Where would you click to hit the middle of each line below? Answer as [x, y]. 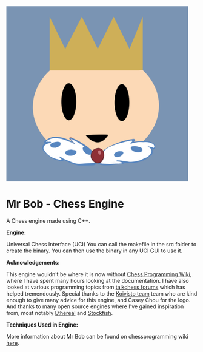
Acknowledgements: [33, 262]
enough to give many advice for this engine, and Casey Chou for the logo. [98, 300]
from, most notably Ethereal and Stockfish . [60, 313]
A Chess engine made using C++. [48, 220]
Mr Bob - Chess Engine [65, 204]
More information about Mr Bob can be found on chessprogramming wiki [98, 336]
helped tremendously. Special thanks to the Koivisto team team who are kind [102, 293]
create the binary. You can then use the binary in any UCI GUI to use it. [95, 251]
